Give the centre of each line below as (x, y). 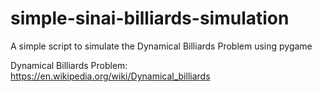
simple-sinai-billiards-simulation (150, 18)
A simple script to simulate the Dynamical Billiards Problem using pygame (161, 46)
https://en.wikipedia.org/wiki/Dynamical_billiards (110, 76)
